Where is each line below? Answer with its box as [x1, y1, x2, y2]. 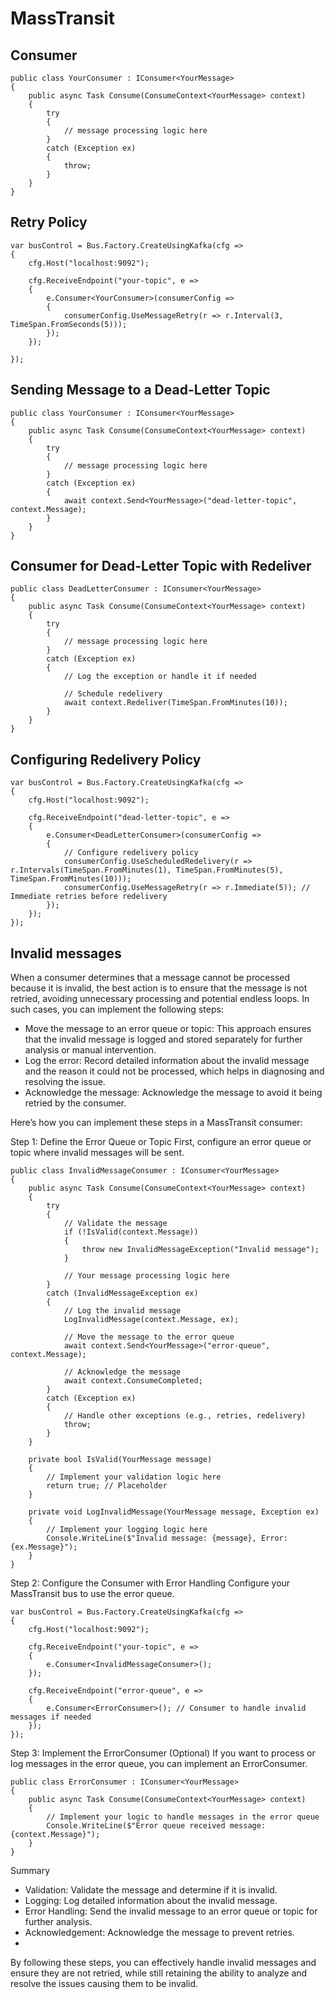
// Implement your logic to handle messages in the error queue [46, 1812, 320, 1822]
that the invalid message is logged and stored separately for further [24, 1033, 303, 1046]
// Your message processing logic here [63, 1271, 230, 1281]
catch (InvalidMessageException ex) [46, 1288, 199, 1299]
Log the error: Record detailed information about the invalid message [24, 1055, 310, 1067]
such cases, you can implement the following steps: [10, 1003, 224, 1016]
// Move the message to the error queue [63, 1332, 235, 1342]
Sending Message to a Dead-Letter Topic [10, 382, 271, 399]
